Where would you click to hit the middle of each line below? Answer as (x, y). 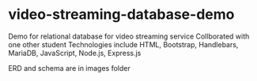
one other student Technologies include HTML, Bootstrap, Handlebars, (123, 44)
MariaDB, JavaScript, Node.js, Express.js (75, 53)
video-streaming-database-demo (121, 15)
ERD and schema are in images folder (69, 68)
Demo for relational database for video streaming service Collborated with (129, 36)
